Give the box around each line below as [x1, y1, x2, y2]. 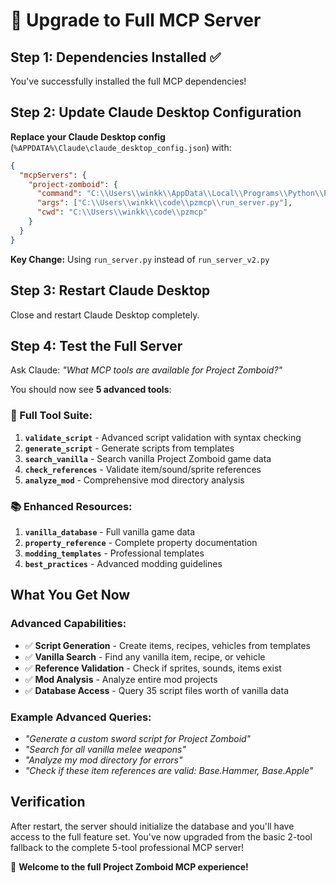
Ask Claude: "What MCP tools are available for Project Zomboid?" [10, 364, 283, 376]
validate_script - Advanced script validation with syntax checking [24, 431, 302, 443]
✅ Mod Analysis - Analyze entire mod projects [24, 673, 218, 685]
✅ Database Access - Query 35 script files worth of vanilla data [24, 684, 289, 696]
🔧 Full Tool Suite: [10, 409, 93, 423]
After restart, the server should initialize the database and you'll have [10, 820, 295, 832]
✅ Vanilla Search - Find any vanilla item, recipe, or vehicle [24, 650, 266, 663]
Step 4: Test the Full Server [10, 337, 183, 354]
